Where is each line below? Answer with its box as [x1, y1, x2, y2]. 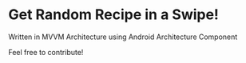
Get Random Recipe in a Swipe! [8, 6, 220, 24]
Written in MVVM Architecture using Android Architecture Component [8, 32, 238, 41]
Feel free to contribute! [8, 47, 84, 57]
